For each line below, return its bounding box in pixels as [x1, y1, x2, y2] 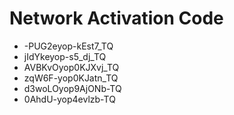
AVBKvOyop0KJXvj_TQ [23, 61, 120, 73]
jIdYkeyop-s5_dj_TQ [23, 50, 107, 62]
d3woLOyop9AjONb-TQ [23, 82, 122, 94]
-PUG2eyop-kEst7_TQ [23, 40, 114, 52]
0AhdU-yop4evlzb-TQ [23, 93, 116, 105]
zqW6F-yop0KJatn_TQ [23, 72, 119, 84]
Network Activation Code [9, 7, 224, 30]
